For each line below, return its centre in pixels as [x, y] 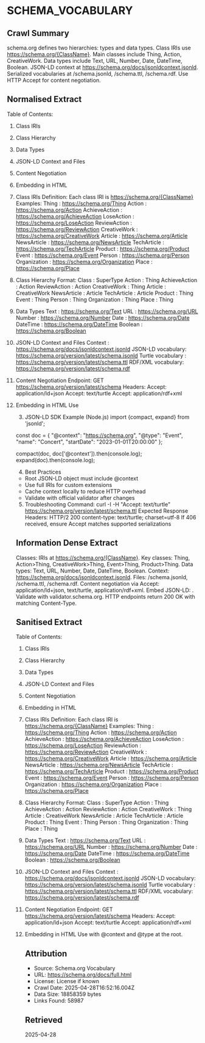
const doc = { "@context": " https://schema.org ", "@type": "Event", [99, 435]
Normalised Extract [44, 99]
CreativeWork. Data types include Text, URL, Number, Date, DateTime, [95, 61]
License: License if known [67, 981]
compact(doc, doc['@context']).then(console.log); [79, 453]
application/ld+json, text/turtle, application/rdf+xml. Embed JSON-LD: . [105, 590]
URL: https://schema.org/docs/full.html [83, 975]
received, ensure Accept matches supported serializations [98, 524]
